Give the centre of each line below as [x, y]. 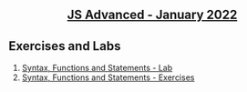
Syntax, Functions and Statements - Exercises [108, 77]
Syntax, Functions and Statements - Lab [97, 68]
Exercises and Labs [65, 46]
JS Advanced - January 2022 [152, 15]
